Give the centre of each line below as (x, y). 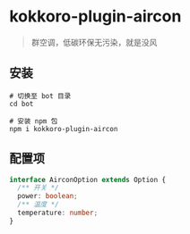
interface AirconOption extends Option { (88, 180)
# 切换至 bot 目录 (40, 96)
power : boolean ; (47, 196)
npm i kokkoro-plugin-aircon (64, 129)
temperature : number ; (58, 213)
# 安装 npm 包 (34, 121)
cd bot (22, 104)
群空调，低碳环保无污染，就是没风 (94, 42)
